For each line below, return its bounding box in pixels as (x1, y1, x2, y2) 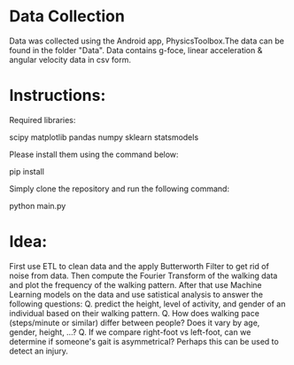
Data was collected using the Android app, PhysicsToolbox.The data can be (9, 35, 285, 46)
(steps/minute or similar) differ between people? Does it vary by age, (9, 317, 260, 328)
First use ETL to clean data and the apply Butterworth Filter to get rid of (9, 260, 270, 271)
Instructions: (9, 86, 106, 105)
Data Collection (9, 6, 126, 27)
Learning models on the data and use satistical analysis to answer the (9, 289, 264, 299)
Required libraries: (9, 114, 76, 125)
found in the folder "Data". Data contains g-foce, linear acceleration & (9, 44, 263, 55)
